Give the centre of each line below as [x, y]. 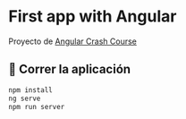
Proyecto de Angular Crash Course [73, 41]
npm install [30, 90]
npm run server [37, 106]
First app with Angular [93, 17]
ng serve [25, 98]
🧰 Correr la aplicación [70, 69]
